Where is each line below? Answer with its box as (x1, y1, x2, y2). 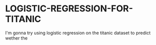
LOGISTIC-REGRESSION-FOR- (5, 3, 133, 14)
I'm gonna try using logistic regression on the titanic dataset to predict (5, 30, 151, 36)
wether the (5, 35, 28, 41)
